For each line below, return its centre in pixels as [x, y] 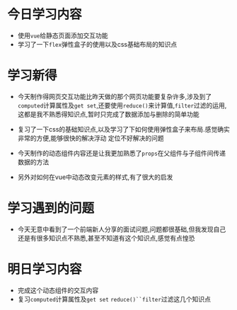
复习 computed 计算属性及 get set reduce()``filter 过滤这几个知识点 [114, 299]
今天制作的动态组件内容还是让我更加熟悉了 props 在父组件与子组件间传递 [122, 153]
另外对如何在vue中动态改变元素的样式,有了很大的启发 [95, 177]
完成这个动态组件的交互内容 [58, 290]
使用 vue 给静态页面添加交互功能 [63, 35]
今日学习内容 [45, 15]
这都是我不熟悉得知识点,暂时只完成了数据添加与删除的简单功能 [108, 114]
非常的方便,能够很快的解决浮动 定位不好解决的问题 [91, 138]
